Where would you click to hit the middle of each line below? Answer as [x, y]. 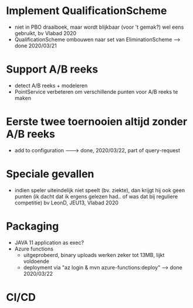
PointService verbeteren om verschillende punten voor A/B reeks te [96, 91]
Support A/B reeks [52, 69]
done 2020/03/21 [35, 46]
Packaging [33, 226]
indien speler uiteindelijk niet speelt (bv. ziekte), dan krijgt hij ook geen [100, 190]
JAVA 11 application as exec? [49, 242]
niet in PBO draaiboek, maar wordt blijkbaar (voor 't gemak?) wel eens [99, 27]
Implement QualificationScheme [87, 11]
